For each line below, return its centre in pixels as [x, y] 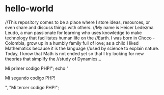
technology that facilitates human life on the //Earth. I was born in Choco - [80, 38]
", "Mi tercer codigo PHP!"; [32, 87]
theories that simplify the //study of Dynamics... [53, 59]
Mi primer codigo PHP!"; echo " [37, 68]
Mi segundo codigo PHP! [30, 78]
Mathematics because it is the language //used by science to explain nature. [82, 48]
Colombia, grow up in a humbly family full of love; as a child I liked [72, 43]
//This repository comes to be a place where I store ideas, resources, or [78, 22]
